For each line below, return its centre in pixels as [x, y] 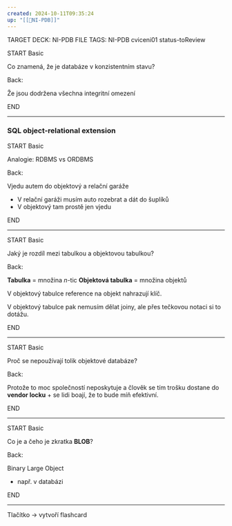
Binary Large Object [36, 468]
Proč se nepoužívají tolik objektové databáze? [72, 360]
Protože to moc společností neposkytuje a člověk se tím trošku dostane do [113, 387]
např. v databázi [40, 481]
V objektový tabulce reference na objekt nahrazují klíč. [85, 293]
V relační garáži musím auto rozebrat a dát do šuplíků [93, 199]
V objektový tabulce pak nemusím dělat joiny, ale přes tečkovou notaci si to [114, 306]
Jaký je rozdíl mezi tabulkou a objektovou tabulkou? [80, 253]
